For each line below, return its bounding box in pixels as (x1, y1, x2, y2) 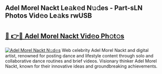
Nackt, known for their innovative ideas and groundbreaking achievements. (5, 63, 158, 69)
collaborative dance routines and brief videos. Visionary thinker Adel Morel (5, 58, 157, 64)
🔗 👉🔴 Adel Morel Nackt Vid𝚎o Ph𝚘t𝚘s (5, 32, 125, 40)
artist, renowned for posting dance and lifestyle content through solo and (5, 53, 154, 58)
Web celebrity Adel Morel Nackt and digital (62, 48, 149, 53)
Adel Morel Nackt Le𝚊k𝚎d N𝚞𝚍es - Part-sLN (5, 4, 143, 12)
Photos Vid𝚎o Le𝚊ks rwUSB (5, 12, 92, 20)
